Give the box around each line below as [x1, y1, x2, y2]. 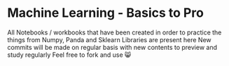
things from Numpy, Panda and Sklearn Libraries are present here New [7, 35, 211, 44]
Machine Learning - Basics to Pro [7, 5, 204, 21]
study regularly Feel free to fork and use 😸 [7, 51, 132, 59]
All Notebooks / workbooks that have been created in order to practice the [7, 28, 222, 37]
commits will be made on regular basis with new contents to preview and [7, 43, 217, 51]
